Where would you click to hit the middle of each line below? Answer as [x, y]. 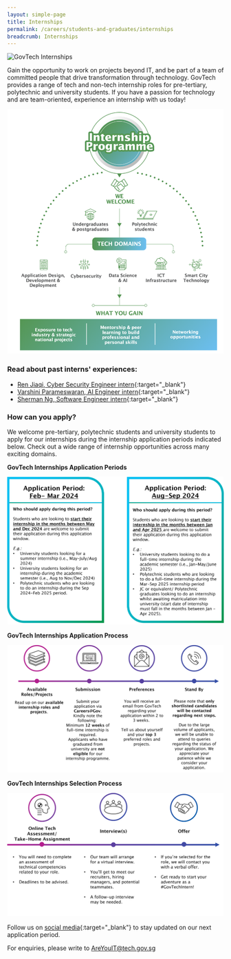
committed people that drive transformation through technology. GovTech [112, 78]
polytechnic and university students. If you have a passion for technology [111, 92]
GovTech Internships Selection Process [65, 783]
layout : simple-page [37, 14]
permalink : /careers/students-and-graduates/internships [90, 29]
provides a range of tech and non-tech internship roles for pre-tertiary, [107, 85]
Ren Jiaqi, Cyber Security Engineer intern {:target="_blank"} [101, 384]
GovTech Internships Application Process [68, 635]
